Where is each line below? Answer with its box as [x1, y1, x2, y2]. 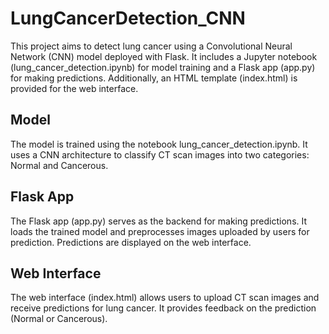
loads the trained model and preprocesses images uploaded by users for [10, 225, 310, 237]
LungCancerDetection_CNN [10, 7, 246, 30]
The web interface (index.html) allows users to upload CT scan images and [10, 292, 320, 304]
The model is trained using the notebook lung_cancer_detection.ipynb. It [10, 138, 308, 150]
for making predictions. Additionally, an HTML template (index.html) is [10, 72, 298, 84]
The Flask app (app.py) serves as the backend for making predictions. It [10, 215, 308, 227]
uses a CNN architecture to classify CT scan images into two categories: [10, 148, 310, 161]
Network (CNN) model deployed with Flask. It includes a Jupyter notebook [10, 50, 318, 62]
